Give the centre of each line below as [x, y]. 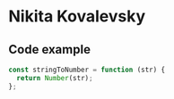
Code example [50, 49]
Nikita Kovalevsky [77, 16]
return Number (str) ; [55, 78]
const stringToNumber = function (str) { [87, 70]
